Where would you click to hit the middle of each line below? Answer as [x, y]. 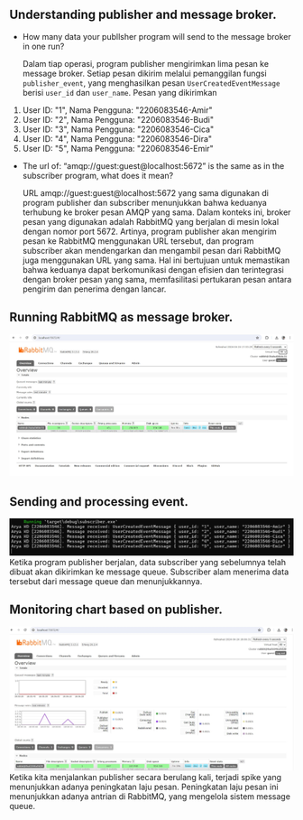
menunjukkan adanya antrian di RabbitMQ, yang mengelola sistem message [150, 796]
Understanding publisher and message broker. [143, 15]
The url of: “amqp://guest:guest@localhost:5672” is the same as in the [153, 165]
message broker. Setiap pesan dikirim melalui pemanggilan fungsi [145, 73]
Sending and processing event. [99, 502]
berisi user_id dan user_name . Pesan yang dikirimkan [120, 92]
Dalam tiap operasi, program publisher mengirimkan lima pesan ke [145, 63]
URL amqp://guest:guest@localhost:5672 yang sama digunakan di [145, 192]
